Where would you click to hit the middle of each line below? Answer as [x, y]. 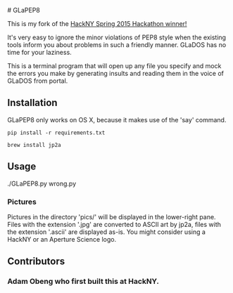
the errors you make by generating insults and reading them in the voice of [115, 73]
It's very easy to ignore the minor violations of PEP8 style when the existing [117, 37]
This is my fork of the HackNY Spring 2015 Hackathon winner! [97, 24]
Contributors [36, 262]
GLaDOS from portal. [38, 81]
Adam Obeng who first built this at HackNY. [83, 282]
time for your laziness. [39, 52]
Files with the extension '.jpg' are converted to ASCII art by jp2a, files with [114, 224]
